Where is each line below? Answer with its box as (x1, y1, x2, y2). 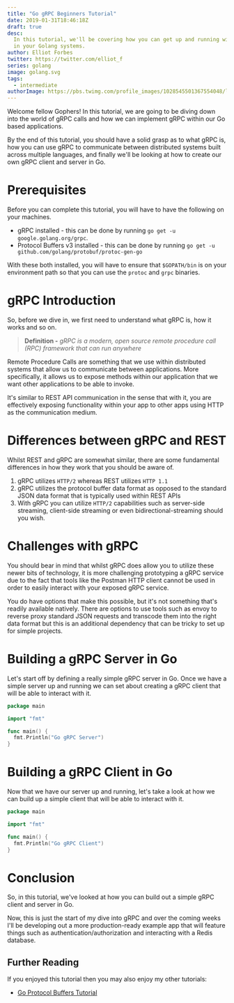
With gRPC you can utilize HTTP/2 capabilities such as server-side (17, 498, 205, 507)
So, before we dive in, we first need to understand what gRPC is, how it (7, 315, 212, 324)
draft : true (7, 23, 42, 30)
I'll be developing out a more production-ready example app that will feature (7, 921, 226, 930)
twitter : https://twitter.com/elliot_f (7, 56, 123, 63)
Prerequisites (7, 182, 87, 198)
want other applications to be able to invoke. (7, 380, 134, 388)
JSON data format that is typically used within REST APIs (17, 491, 181, 500)
